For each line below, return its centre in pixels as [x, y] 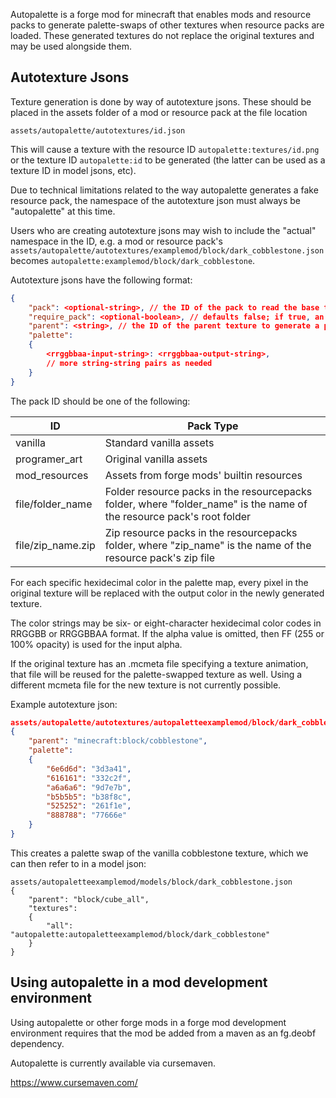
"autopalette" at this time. [63, 211]
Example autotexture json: [64, 704]
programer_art [49, 459]
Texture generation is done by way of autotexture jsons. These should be [161, 101]
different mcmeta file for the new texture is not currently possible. [146, 685]
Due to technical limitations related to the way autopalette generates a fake [164, 190]
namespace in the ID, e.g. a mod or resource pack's [116, 241]
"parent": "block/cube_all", [89, 899]
